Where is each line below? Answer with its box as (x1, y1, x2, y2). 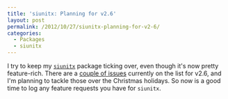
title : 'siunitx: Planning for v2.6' (7, 10, 117, 17)
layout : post (7, 17, 45, 24)
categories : (7, 29, 42, 37)
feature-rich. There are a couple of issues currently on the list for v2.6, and (7, 69, 222, 77)
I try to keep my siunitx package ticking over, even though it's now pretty (7, 62, 219, 70)
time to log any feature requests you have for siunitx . (7, 84, 161, 92)
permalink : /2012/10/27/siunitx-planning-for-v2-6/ (7, 23, 160, 30)
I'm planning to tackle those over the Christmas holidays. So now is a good (7, 77, 221, 84)
